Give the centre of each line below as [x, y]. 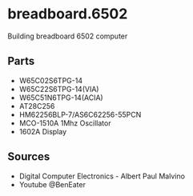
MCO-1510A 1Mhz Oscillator [65, 123]
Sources [29, 157]
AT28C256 [37, 106]
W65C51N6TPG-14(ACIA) [61, 98]
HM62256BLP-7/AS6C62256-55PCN [80, 114]
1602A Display [43, 131]
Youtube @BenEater [52, 184]
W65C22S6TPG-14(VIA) [59, 89]
